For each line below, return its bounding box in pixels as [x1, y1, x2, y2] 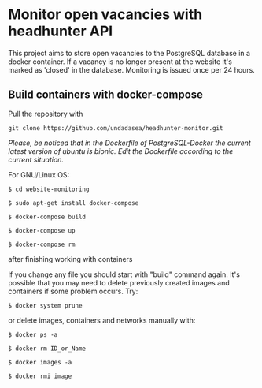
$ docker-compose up [8, 226, 76, 234]
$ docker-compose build [8, 213, 87, 221]
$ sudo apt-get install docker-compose [8, 199, 139, 207]
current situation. [8, 155, 65, 164]
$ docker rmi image [8, 372, 72, 380]
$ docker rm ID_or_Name [8, 345, 87, 353]
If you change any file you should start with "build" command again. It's [8, 270, 240, 279]
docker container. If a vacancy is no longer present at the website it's [8, 57, 232, 66]
